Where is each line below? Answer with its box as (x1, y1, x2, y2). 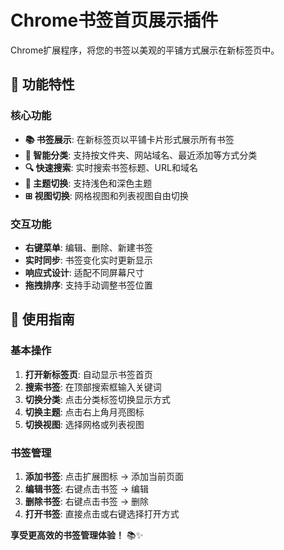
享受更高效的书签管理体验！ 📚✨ (10, 529, 144, 541)
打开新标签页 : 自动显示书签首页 (24, 368, 153, 380)
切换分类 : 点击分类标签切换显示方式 (24, 393, 171, 405)
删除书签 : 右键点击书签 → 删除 (24, 495, 149, 507)
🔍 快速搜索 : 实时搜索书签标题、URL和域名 (24, 161, 198, 173)
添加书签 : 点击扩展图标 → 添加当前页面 (24, 470, 184, 482)
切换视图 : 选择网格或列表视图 (24, 418, 145, 430)
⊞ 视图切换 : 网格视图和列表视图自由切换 (24, 189, 189, 201)
